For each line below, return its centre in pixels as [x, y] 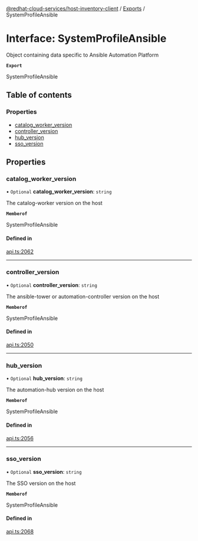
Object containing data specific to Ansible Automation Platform [82, 55]
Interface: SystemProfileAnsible [86, 39]
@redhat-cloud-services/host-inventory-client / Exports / [76, 9]
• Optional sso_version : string [44, 471]
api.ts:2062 [20, 251]
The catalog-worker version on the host [55, 203]
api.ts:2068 [20, 532]
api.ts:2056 [20, 438]
